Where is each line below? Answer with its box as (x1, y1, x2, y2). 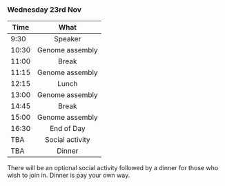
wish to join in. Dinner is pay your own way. (7, 171, 130, 180)
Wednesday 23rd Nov (7, 5, 81, 14)
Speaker (54, 34, 81, 44)
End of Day (49, 124, 86, 134)
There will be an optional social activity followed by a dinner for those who (7, 164, 219, 172)
